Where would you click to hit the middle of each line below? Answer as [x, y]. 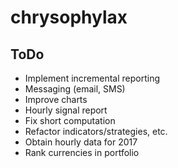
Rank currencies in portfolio [82, 152]
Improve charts [56, 99]
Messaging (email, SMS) [75, 89]
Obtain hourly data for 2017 [81, 142]
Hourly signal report [66, 110]
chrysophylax [69, 17]
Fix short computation [70, 120]
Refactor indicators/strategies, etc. [96, 131]
